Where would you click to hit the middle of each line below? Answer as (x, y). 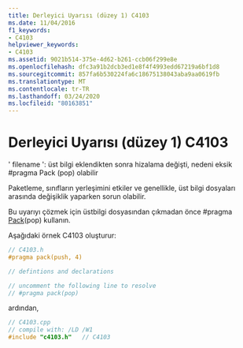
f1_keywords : (29, 30)
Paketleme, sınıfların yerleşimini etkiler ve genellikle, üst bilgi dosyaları (122, 188)
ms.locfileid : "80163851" (50, 103)
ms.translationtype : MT (47, 81)
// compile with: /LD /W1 (50, 330)
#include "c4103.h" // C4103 (59, 337)
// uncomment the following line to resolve (82, 286)
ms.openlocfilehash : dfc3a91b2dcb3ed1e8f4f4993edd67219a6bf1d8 (114, 67)
